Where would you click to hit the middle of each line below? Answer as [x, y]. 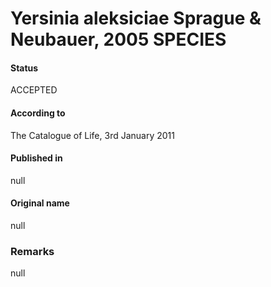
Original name [40, 203]
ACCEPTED [34, 90]
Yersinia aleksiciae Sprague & [136, 18]
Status [24, 68]
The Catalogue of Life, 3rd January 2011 [92, 135]
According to [38, 113]
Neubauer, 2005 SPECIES [118, 39]
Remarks [32, 251]
